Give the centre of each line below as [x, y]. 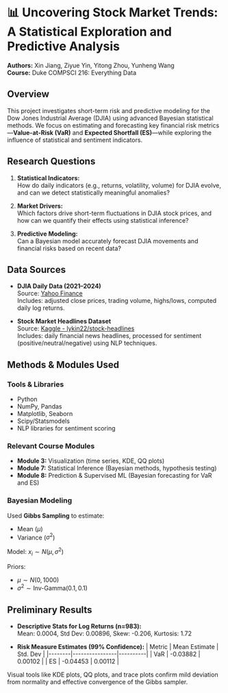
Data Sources [37, 270]
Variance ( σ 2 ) [36, 537]
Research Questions [51, 161]
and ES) [28, 483]
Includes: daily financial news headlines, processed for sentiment [109, 336]
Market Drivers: [40, 206]
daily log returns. [41, 308]
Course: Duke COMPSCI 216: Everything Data [72, 73]
